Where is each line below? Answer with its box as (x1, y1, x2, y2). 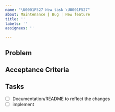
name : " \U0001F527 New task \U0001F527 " (5, 7, 91, 12)
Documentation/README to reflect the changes (12, 96, 111, 102)
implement (12, 101, 34, 107)
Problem (5, 48, 32, 57)
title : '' (5, 16, 26, 21)
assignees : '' (5, 26, 35, 31)
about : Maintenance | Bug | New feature (5, 12, 91, 17)
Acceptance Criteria (5, 65, 69, 74)
